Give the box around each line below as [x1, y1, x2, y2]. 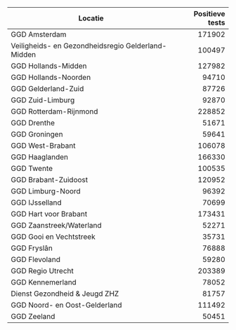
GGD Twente [11, 164, 53, 173]
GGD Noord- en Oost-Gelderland [11, 301, 122, 310]
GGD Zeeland [11, 312, 55, 321]
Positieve [193, 9, 225, 18]
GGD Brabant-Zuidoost [11, 175, 88, 184]
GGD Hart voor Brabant [11, 209, 88, 219]
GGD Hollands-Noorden [11, 73, 91, 82]
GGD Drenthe [11, 118, 55, 128]
